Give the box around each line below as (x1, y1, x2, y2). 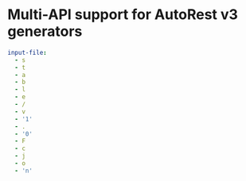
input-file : (7, 48, 47, 56)
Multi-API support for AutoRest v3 (7, 6, 238, 24)
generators (7, 22, 83, 40)
